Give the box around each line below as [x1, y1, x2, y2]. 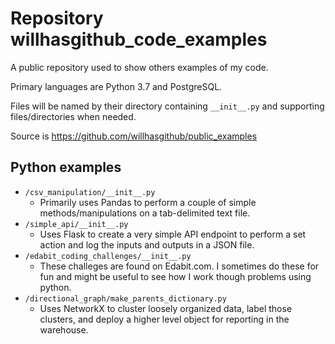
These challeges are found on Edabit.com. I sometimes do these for [39, 260, 320, 272]
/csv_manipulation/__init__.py [24, 187, 156, 197]
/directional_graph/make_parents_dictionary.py [24, 293, 227, 304]
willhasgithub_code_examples [10, 28, 268, 51]
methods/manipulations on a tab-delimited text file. [39, 207, 251, 219]
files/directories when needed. [10, 110, 137, 122]
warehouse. [39, 323, 89, 336]
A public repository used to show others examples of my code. [10, 61, 269, 73]
